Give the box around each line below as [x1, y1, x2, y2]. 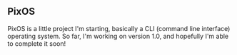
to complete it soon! [7, 39, 66, 48]
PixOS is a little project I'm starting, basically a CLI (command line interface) [7, 24, 231, 32]
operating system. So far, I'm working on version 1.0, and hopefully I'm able [7, 32, 229, 40]
